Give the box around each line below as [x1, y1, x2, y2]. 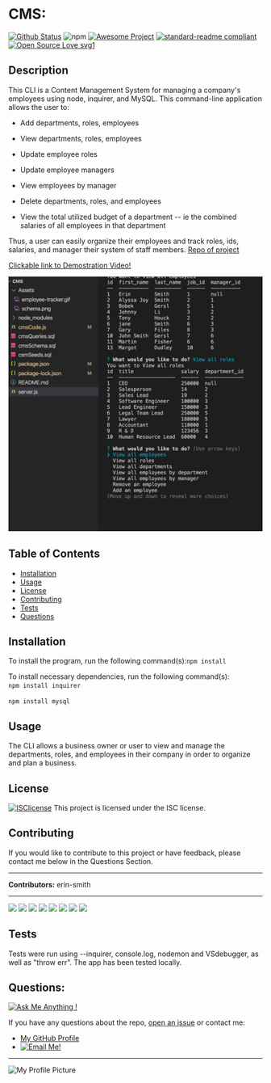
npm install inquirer [8, 682, 81, 690]
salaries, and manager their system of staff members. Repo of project [8, 244, 240, 255]
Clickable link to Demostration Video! [8, 260, 131, 270]
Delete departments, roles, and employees [19, 196, 161, 206]
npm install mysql [8, 697, 70, 706]
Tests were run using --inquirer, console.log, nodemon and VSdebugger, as [8, 949, 260, 959]
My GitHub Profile [19, 1034, 80, 1043]
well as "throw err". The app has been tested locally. [8, 957, 182, 967]
